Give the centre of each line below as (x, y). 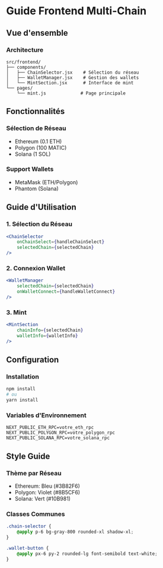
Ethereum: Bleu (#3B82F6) (47, 486)
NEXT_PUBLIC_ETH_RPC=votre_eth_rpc (50, 428)
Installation (23, 377)
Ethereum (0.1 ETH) (38, 141)
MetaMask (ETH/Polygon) (46, 182)
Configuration (33, 360)
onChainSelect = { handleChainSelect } (61, 242)
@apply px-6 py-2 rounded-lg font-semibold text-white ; (87, 554)
